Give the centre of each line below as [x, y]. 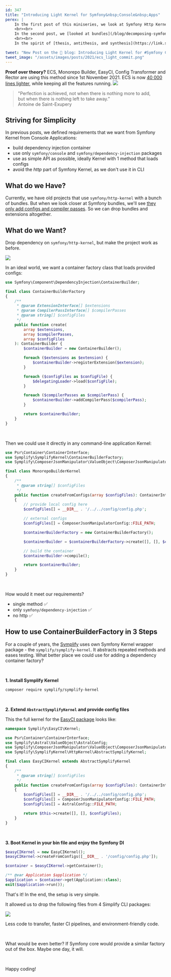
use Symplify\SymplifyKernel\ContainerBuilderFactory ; [65, 457]
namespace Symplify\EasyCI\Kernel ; [43, 729]
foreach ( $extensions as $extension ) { [66, 358]
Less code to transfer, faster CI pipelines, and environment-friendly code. [82, 924]
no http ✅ [23, 616]
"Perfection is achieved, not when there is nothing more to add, [84, 93]
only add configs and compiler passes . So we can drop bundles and [77, 209]
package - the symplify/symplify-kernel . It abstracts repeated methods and [85, 649]
